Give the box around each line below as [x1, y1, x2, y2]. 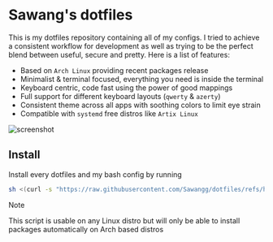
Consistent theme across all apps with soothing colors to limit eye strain [19, 100, 262, 110]
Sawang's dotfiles [8, 6, 133, 24]
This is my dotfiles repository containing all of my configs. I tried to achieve [8, 32, 260, 42]
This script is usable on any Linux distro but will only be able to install [8, 215, 240, 225]
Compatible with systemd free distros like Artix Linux [19, 108, 199, 119]
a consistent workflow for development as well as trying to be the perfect [8, 41, 253, 50]
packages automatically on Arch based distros [8, 224, 164, 234]
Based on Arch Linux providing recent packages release [19, 65, 209, 75]
